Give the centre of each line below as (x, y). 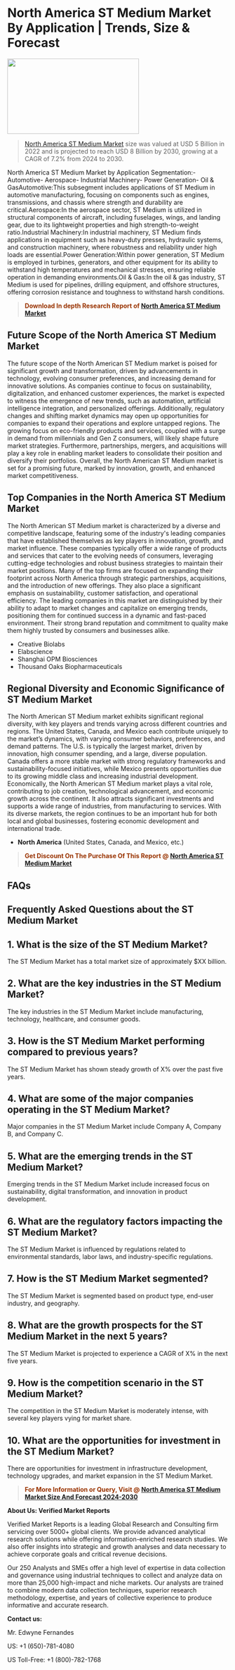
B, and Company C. (35, 1134)
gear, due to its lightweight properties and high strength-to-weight (103, 225)
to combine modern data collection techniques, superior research (102, 1590)
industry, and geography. (43, 1303)
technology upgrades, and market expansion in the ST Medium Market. (110, 1476)
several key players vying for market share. (69, 1418)
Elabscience (35, 651)
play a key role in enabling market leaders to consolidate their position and (115, 453)
